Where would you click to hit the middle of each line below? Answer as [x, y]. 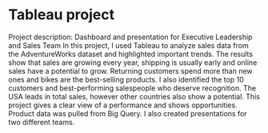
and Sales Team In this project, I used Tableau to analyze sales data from [129, 45]
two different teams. [42, 122]
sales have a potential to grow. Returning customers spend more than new [131, 71]
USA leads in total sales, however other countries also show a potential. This [134, 96]
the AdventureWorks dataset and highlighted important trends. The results [131, 54]
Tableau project [61, 15]
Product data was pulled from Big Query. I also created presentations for [128, 113]
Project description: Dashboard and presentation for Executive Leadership [130, 37]
